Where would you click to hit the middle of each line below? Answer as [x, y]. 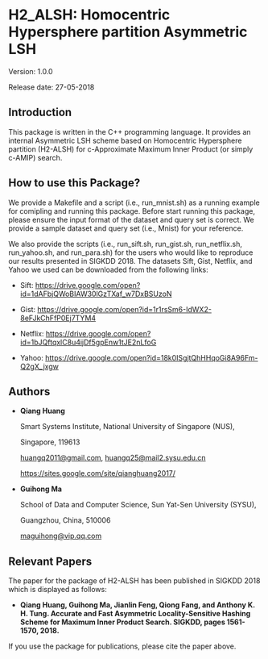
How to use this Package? [74, 183]
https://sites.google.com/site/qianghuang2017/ [97, 473]
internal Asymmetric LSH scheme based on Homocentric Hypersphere [125, 140]
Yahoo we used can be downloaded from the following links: [109, 269]
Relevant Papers [50, 561]
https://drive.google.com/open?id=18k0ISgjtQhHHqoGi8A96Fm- [152, 357]
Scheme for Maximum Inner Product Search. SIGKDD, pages [122, 622]
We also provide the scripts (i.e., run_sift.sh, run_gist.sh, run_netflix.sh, [126, 244]
